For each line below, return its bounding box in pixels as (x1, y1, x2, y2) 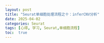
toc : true (5, 30, 27, 35)
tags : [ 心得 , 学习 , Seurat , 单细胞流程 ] (5, 26, 80, 31)
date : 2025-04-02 (5, 16, 41, 21)
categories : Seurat (5, 21, 45, 26)
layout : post (5, 7, 32, 12)
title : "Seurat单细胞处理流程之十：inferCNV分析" (5, 12, 100, 17)
